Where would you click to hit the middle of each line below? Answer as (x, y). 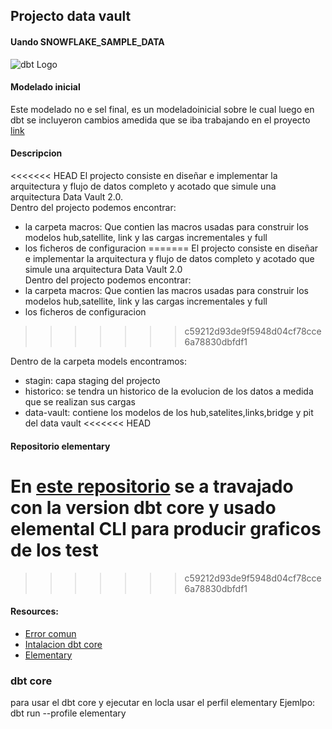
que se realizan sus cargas (80, 402)
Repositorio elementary (60, 446)
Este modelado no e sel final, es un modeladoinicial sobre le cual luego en (162, 109)
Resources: (34, 611)
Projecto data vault (71, 16)
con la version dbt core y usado (143, 507)
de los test (54, 550)
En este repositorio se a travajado (152, 486)
